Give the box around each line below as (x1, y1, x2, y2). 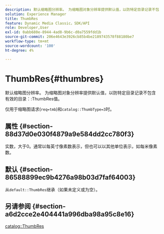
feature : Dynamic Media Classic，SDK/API (5, 20, 90, 26)
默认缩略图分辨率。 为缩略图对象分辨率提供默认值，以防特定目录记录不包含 (5, 90, 156, 96)
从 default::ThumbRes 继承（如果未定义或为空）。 (5, 187, 100, 193)
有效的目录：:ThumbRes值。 (5, 96, 62, 102)
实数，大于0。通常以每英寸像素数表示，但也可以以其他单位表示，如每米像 (5, 143, 153, 149)
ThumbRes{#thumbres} (5, 73, 104, 84)
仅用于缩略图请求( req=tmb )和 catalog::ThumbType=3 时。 (5, 106, 115, 112)
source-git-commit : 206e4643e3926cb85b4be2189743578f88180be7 (5, 35, 134, 39)
